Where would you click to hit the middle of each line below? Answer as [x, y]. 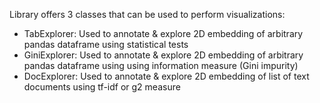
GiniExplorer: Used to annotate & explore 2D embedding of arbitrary [163, 55]
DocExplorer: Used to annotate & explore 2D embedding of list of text [166, 76]
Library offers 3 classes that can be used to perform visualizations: [147, 14]
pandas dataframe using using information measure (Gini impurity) [161, 65]
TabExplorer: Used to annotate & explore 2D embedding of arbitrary [163, 33]
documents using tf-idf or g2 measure [102, 87]
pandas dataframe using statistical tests [106, 44]
